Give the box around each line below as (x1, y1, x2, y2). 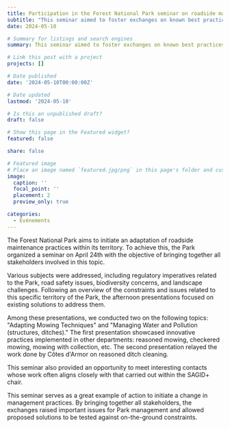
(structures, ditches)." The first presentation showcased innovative (7, 328, 196, 336)
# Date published (7, 73, 57, 80)
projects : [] (7, 60, 44, 67)
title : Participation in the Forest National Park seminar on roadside (7, 10, 216, 17)
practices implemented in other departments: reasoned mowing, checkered (7, 335, 220, 344)
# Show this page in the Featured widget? (7, 129, 130, 136)
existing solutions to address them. (7, 300, 106, 309)
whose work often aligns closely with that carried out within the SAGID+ (7, 370, 210, 379)
